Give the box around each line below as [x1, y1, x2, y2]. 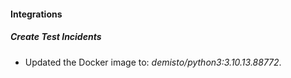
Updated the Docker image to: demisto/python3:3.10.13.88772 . [24, 56, 282, 68]
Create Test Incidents [10, 31, 102, 43]
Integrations [10, 8, 63, 20]
